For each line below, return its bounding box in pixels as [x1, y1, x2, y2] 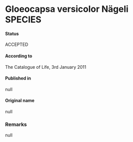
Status [5, 31, 19, 37]
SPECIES [5, 14, 42, 25]
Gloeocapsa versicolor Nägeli [5, 3, 129, 15]
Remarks [5, 121, 27, 128]
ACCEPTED [5, 42, 29, 47]
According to [5, 53, 33, 59]
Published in [5, 75, 31, 81]
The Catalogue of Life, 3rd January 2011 [5, 64, 86, 70]
